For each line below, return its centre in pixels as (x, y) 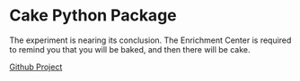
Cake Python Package (93, 16)
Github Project (36, 67)
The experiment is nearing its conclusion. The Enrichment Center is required (150, 40)
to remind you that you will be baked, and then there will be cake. (130, 49)
